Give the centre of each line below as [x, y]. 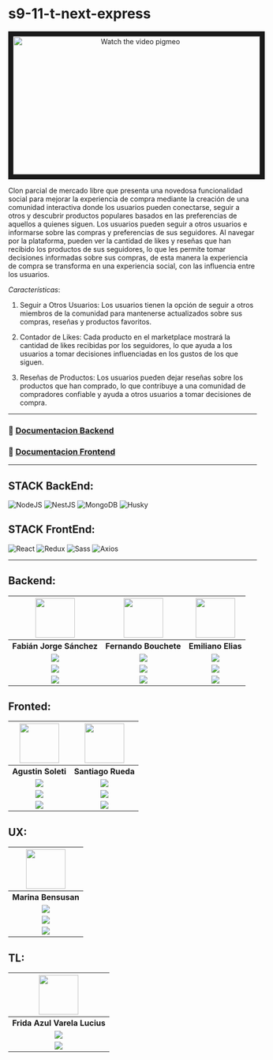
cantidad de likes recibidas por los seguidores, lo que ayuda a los [126, 345]
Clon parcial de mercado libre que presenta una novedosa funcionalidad [125, 190]
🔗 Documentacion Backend [61, 430]
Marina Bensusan [46, 897]
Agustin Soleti [39, 772]
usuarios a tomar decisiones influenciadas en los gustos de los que [129, 354]
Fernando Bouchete [143, 646]
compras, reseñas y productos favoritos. [86, 321]
